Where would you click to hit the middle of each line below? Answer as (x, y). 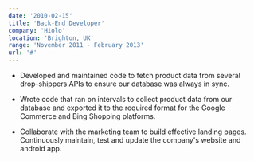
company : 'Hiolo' (37, 30)
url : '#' (23, 53)
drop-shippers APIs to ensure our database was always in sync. (124, 84)
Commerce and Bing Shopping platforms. (88, 116)
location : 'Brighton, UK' (51, 38)
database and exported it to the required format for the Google (122, 108)
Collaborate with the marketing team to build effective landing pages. (133, 132)
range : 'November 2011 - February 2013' (76, 45)
